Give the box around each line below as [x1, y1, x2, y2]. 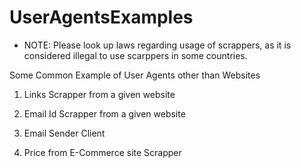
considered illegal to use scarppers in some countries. [23, 49, 248, 61]
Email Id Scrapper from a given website [23, 107, 186, 120]
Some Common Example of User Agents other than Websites [9, 69, 261, 81]
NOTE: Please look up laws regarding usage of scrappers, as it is [23, 39, 292, 51]
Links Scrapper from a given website [23, 88, 176, 100]
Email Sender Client [23, 127, 106, 139]
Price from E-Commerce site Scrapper [23, 146, 182, 158]
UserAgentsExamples [9, 6, 194, 29]
